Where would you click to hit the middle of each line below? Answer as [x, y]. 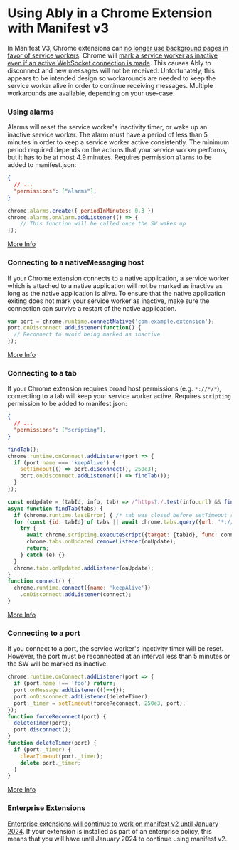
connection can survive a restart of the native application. [92, 308]
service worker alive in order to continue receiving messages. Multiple [110, 85]
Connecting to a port [44, 633]
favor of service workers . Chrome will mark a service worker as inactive [113, 55]
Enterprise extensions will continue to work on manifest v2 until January [113, 824]
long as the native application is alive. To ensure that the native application [116, 293]
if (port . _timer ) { [43, 749]
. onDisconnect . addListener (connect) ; [76, 595]
